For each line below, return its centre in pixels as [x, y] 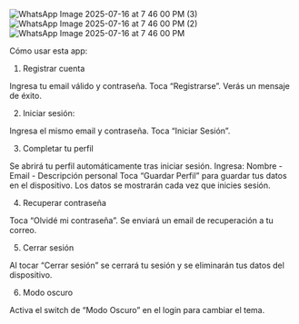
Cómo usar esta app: [49, 51]
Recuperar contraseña [65, 203]
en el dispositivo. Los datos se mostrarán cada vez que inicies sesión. [140, 185]
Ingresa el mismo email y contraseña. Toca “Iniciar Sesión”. [120, 131]
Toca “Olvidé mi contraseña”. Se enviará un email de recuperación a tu [142, 221]
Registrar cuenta [54, 69]
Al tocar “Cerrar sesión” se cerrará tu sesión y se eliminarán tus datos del [147, 265]
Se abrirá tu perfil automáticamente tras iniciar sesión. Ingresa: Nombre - [146, 166]
